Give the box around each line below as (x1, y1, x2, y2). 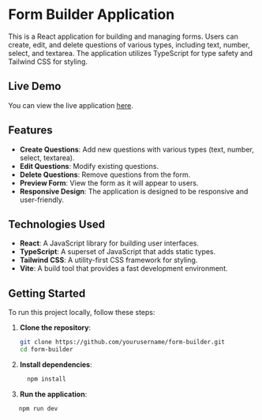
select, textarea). (19, 152, 75, 163)
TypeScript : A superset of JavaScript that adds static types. (19, 247, 216, 257)
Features (8, 124, 53, 137)
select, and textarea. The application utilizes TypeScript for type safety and (8, 48, 253, 58)
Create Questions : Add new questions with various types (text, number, (19, 144, 254, 154)
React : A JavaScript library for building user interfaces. (19, 238, 200, 248)
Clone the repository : (19, 323, 92, 332)
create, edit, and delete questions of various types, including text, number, (8, 39, 250, 49)
